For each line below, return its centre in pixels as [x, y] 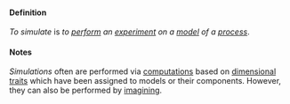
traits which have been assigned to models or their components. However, [145, 81]
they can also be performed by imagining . [86, 90]
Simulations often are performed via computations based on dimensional [143, 71]
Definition [28, 12]
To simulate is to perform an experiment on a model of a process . [130, 32]
